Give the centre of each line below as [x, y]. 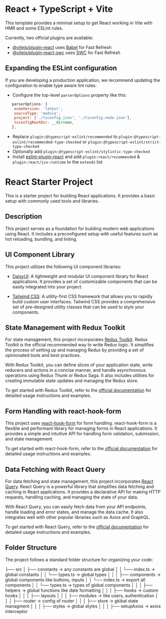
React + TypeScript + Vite [59, 9]
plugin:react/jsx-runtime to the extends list [57, 162]
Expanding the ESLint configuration [61, 68]
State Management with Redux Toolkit [65, 327]
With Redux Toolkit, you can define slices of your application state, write [79, 365]
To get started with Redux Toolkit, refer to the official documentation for [78, 391]
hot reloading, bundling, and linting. [41, 239]
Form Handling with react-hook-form [63, 411]
